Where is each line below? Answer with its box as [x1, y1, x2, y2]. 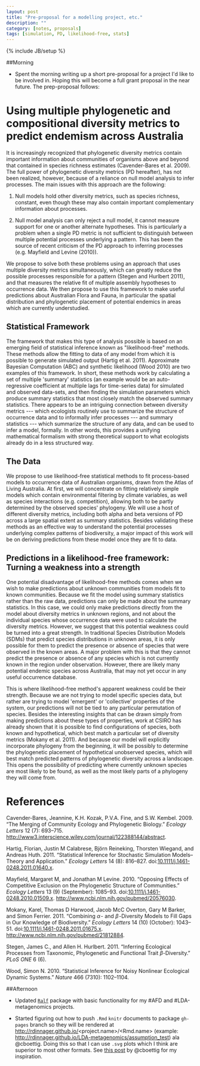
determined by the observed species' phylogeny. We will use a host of [6, 504, 179, 511]
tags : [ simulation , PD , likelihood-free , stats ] [6, 31, 130, 37]
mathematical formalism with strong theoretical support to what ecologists [6, 432, 189, 440]
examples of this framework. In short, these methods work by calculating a [6, 369, 190, 376]
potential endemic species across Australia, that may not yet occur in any [6, 667, 187, 674]
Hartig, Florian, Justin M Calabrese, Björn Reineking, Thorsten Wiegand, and [6, 845, 194, 852]
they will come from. [6, 774, 57, 781]
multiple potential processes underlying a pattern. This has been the [14, 236, 183, 243]
